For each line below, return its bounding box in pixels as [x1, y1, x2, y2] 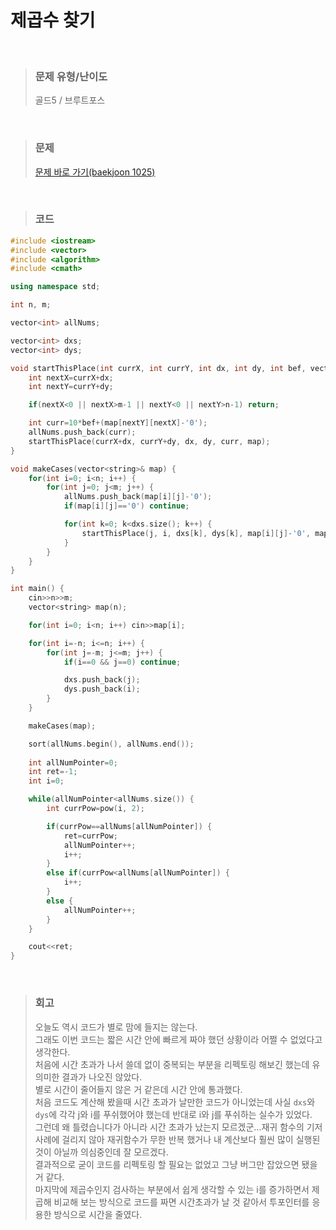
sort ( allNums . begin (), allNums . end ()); [28, 739, 195, 749]
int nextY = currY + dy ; [28, 382, 114, 392]
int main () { [10, 584, 65, 594]
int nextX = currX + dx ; [28, 372, 114, 383]
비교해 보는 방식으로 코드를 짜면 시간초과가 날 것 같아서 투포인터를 [53, 1196, 310, 1208]
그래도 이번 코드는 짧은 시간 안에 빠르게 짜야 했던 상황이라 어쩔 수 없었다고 [34, 1033, 323, 1045]
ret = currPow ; [63, 831, 118, 841]
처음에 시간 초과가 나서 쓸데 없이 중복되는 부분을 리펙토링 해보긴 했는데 [34, 1058, 310, 1070]
